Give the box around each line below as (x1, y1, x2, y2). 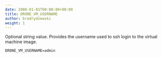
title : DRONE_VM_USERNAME (5, 12, 58, 16)
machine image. (5, 39, 38, 45)
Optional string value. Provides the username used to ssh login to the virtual (5, 34, 158, 40)
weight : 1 (5, 20, 25, 26)
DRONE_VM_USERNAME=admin (5, 48, 56, 53)
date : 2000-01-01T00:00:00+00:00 (5, 7, 73, 12)
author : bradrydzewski (5, 16, 51, 21)
